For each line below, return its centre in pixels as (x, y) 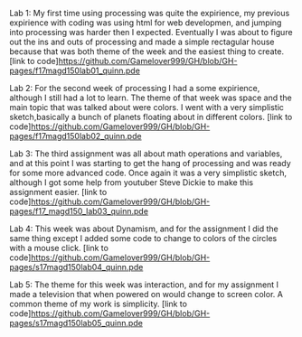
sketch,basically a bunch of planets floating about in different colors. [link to (151, 117)
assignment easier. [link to (58, 192)
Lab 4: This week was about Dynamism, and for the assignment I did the (144, 229)
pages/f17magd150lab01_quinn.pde (75, 70)
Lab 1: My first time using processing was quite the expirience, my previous (150, 13)
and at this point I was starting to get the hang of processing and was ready (150, 163)
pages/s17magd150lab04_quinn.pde (76, 267)
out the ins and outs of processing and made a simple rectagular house (142, 42)
